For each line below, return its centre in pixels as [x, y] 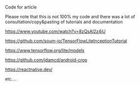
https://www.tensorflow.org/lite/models [45, 50]
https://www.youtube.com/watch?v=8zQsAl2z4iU [55, 31]
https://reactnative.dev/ [29, 69]
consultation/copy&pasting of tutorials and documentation [64, 22]
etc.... [11, 79]
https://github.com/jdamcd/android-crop [46, 60]
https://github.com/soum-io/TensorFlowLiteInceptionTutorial [66, 41]
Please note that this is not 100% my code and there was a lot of [70, 16]
